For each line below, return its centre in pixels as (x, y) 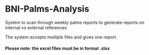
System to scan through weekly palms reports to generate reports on (75, 22)
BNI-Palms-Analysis (47, 9)
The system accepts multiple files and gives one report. (61, 37)
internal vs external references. (37, 27)
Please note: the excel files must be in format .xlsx (58, 48)
